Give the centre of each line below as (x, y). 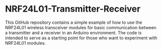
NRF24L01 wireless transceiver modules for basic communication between (81, 27)
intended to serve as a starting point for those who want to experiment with (81, 38)
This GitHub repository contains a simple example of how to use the (74, 22)
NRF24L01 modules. (26, 43)
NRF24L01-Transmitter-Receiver (73, 9)
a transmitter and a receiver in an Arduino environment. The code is (73, 33)
